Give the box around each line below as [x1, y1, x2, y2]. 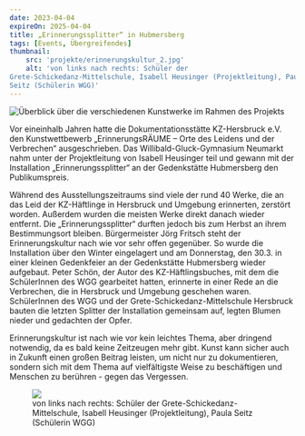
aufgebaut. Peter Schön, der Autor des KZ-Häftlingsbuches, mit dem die [9, 266, 280, 277]
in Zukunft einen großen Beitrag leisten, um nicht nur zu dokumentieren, [9, 352, 279, 362]
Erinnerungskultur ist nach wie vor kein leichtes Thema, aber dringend [9, 332, 272, 343]
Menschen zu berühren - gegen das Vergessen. [9, 371, 189, 381]
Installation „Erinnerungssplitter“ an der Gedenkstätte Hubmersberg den [9, 162, 279, 173]
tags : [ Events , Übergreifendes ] [9, 38, 132, 48]
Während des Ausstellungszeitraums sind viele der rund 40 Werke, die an [9, 189, 284, 200]
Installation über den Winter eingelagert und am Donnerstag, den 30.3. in [9, 247, 282, 258]
